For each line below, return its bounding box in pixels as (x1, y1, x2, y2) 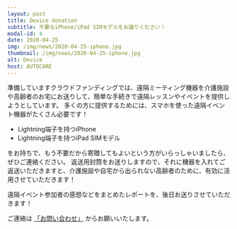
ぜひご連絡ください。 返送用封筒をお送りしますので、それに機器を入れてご (7, 157, 226, 166)
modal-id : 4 (7, 30, 42, 37)
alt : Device (7, 57, 42, 64)
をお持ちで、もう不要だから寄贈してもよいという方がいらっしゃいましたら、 (7, 148, 230, 157)
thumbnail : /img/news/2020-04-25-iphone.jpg (7, 50, 141, 57)
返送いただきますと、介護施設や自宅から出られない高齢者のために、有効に (7, 166, 224, 175)
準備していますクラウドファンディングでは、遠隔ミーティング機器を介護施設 (7, 83, 230, 92)
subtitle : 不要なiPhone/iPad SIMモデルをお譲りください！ (7, 23, 166, 30)
